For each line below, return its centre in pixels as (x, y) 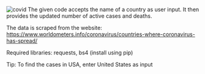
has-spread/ (22, 41)
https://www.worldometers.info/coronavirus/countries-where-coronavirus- (101, 34)
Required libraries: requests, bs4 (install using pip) (70, 53)
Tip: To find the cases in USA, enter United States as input (80, 65)
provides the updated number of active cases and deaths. (79, 16)
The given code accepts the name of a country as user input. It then (113, 9)
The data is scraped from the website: (54, 28)
